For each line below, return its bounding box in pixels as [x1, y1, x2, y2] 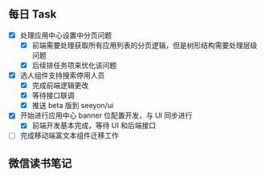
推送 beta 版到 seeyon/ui [31, 101, 114, 111]
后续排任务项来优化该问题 [31, 60, 117, 70]
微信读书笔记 [8, 156, 72, 170]
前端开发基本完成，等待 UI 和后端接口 [31, 121, 157, 131]
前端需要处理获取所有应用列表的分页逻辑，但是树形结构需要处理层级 [31, 40, 258, 50]
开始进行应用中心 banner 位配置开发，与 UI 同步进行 [19, 111, 193, 120]
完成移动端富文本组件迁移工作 [19, 131, 119, 140]
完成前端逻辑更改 [31, 81, 89, 91]
